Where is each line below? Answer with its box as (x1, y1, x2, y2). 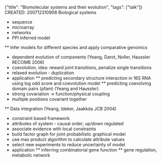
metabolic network (11, 152, 51, 158)
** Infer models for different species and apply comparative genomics (4, 45, 148, 50)
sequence (11, 19, 33, 25)
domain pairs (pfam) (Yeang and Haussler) (11, 86, 99, 91)
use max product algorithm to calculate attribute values (11, 136, 125, 142)
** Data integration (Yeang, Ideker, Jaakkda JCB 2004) (4, 106, 117, 111)
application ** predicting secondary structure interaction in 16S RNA (11, 75, 152, 81)
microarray (11, 24, 35, 30)
